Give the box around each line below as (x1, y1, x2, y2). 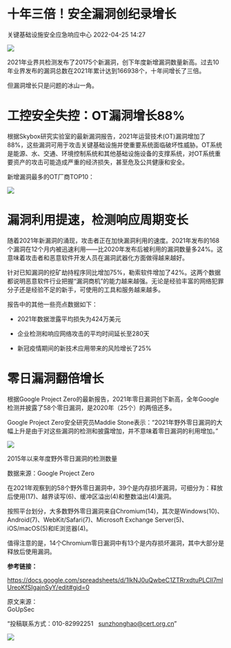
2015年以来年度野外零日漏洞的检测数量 (7, 454, 118, 463)
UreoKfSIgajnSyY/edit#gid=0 (7, 583, 90, 591)
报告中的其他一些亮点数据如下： (7, 300, 98, 308)
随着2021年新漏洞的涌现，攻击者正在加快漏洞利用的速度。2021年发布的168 (7, 236, 220, 245)
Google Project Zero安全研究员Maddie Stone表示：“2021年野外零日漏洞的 (7, 418, 217, 426)
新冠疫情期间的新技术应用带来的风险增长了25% (17, 344, 152, 352)
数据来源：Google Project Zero (7, 469, 95, 477)
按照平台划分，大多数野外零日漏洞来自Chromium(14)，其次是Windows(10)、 (7, 507, 223, 515)
